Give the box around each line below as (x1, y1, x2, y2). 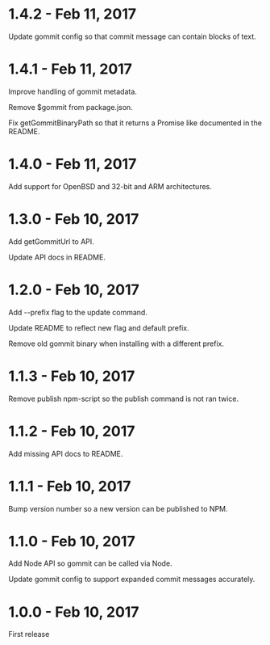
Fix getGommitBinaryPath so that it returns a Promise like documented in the (8, 118, 262, 128)
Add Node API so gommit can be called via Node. (8, 559, 172, 568)
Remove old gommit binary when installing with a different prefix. (8, 339, 224, 348)
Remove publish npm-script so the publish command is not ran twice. (8, 394, 239, 403)
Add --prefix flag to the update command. (8, 307, 147, 317)
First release (8, 630, 50, 639)
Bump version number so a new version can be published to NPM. (8, 504, 228, 513)
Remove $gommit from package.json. (8, 102, 133, 112)
